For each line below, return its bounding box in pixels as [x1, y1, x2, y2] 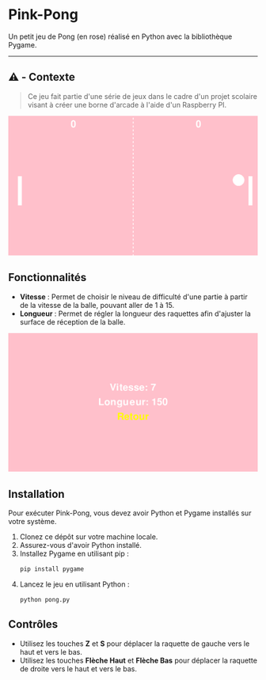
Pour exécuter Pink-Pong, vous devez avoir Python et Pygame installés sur [8, 508, 252, 518]
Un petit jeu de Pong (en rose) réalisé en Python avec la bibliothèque [8, 32, 233, 41]
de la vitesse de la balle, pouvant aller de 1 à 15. [19, 300, 175, 310]
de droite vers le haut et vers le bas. [19, 663, 137, 674]
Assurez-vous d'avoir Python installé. [19, 540, 142, 549]
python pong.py [19, 595, 70, 603]
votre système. [8, 516, 57, 526]
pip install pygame [19, 564, 85, 573]
